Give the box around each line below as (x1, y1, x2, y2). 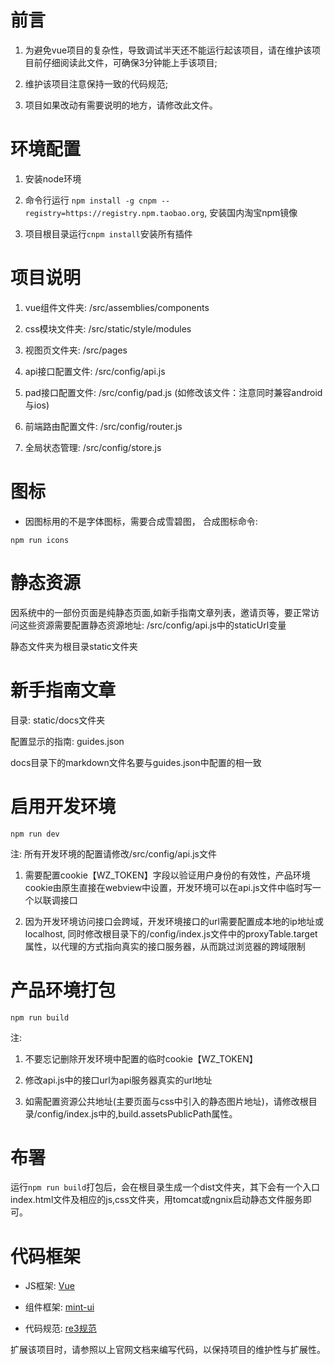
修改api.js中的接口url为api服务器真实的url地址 (24, 1074, 213, 1086)
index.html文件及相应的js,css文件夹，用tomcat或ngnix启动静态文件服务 (10, 1194, 303, 1206)
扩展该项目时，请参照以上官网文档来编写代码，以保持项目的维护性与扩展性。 (10, 1344, 326, 1356)
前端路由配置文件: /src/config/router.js (24, 420, 183, 432)
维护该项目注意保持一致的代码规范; (24, 77, 169, 90)
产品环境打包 (10, 979, 117, 1001)
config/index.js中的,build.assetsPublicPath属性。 (36, 1107, 238, 1120)
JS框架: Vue (24, 1280, 75, 1292)
